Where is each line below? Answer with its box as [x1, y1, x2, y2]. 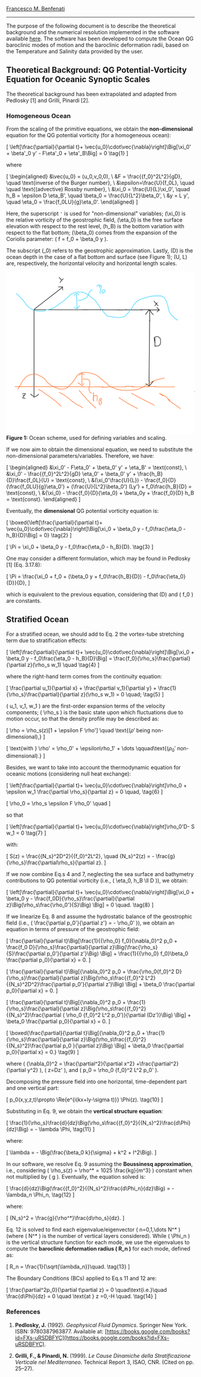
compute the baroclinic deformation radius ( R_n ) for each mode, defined [6, 1245, 190, 1252]
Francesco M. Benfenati [6, 5, 65, 12]
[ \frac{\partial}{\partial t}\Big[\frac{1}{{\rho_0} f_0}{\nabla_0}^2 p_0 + [6, 937, 178, 944]
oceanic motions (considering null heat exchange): [6, 770, 132, 778]
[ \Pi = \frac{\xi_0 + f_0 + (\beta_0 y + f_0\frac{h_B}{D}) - [6, 572, 146, 580]
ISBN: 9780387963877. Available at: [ [14, 1327, 107, 1335]
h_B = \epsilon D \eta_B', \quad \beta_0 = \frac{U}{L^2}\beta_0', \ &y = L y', [6, 192, 190, 200]
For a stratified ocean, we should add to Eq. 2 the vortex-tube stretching [6, 630, 184, 638]
